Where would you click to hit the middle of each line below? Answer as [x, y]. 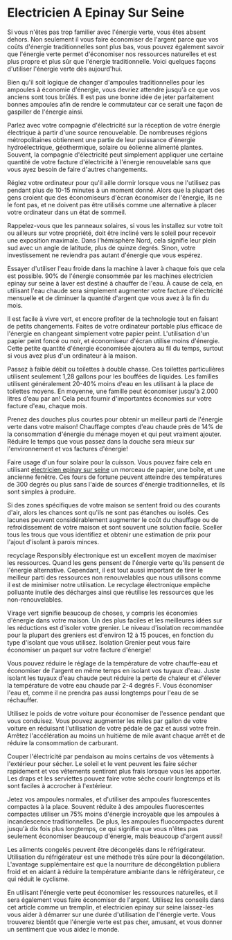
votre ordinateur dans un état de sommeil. [67, 212]
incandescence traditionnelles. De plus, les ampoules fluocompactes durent [115, 821]
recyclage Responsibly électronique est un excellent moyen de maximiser [112, 555]
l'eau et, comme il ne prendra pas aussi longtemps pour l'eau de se [103, 693]
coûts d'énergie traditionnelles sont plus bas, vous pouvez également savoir [116, 46]
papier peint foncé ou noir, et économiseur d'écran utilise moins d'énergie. [114, 340]
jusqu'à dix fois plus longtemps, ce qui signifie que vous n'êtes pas [103, 828]
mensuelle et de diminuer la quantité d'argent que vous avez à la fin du [108, 298]
